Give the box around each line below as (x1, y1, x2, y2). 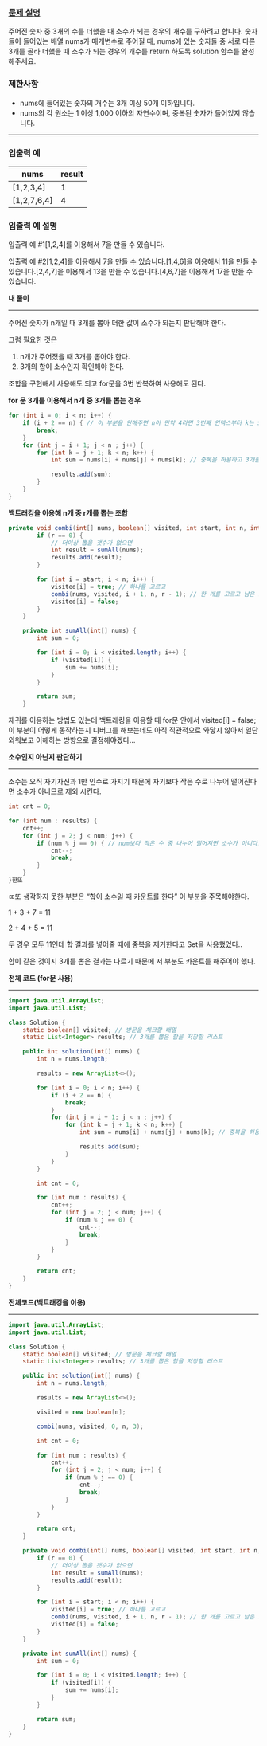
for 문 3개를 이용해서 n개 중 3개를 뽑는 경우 (8, 396, 141, 406)
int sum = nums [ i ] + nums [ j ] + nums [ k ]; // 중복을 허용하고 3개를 (50, 456, 261, 464)
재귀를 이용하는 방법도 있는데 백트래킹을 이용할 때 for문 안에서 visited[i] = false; (8, 716, 257, 725)
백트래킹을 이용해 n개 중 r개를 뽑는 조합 (8, 508, 129, 517)
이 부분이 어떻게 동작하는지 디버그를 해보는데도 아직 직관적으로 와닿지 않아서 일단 (8, 725, 259, 735)
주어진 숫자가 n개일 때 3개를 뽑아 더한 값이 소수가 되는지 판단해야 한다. (8, 318, 226, 328)
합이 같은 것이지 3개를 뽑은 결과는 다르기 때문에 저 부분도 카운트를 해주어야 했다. (8, 956, 256, 966)
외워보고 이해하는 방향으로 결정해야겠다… (8, 736, 136, 745)
